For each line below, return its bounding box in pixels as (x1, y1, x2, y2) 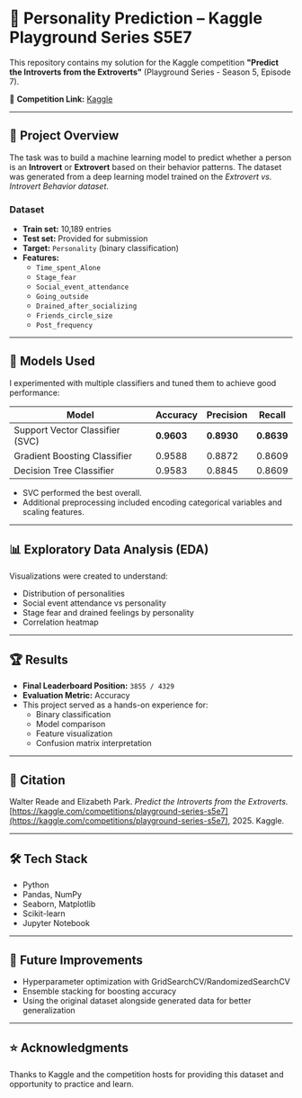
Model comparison (35, 719, 106, 730)
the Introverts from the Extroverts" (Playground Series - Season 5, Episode (9, 67, 291, 77)
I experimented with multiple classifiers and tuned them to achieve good (9, 377, 277, 388)
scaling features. (22, 506, 85, 517)
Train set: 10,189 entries (22, 224, 112, 235)
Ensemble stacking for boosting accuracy (22, 985, 177, 996)
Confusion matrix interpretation (35, 738, 153, 749)
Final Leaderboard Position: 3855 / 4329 (22, 680, 175, 691)
